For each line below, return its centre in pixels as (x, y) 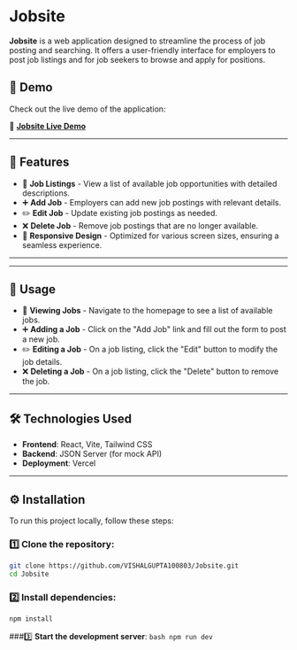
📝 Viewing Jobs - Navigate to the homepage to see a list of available (147, 311)
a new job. (41, 339)
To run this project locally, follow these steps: (91, 521)
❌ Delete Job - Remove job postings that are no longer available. (140, 225)
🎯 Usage (32, 289)
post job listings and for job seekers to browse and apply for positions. (137, 59)
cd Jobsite (29, 574)
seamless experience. (62, 244)
